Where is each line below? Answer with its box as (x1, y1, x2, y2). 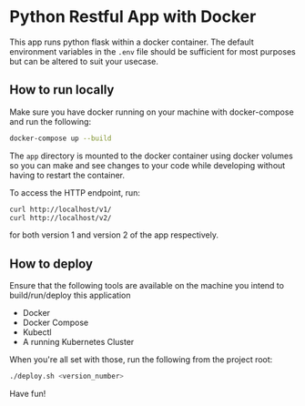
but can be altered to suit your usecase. (9, 56, 159, 66)
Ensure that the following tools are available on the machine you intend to (9, 280, 285, 291)
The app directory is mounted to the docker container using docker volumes (9, 150, 293, 161)
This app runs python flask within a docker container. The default (9, 36, 255, 47)
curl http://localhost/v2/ (9, 213, 112, 222)
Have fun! (9, 389, 46, 400)
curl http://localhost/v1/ (9, 205, 112, 214)
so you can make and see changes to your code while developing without (9, 159, 286, 170)
